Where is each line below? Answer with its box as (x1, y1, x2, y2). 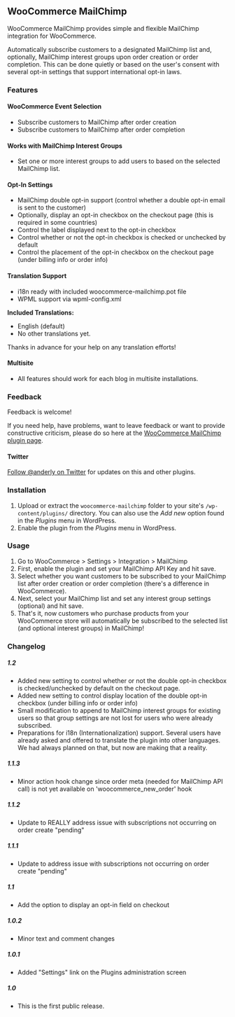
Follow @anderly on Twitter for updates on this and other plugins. (7, 468, 196, 476)
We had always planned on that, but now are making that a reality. (17, 743, 208, 752)
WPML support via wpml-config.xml (17, 294, 122, 303)
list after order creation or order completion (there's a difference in (17, 579, 210, 588)
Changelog (7, 641, 45, 651)
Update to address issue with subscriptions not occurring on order (17, 859, 210, 868)
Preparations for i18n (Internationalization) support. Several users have (17, 728, 222, 737)
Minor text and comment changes (17, 934, 115, 943)
